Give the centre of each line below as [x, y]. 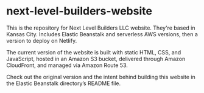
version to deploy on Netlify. [42, 40]
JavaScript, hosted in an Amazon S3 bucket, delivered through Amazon [96, 59]
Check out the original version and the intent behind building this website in [101, 77]
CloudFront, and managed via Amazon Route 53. [67, 65]
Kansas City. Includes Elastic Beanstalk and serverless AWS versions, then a [102, 34]
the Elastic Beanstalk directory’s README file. [64, 83]
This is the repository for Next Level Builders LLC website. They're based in [101, 28]
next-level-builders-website [79, 11]
